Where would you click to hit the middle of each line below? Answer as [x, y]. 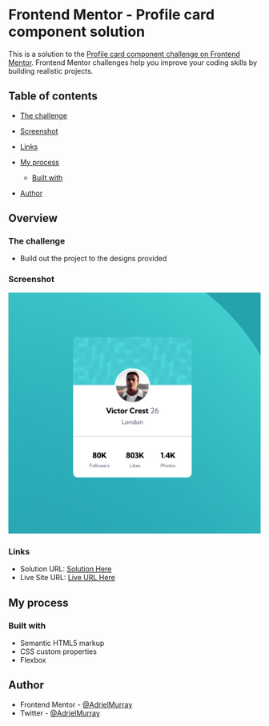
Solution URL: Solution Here [66, 569]
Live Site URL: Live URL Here [68, 578]
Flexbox [33, 660]
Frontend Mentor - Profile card [111, 15]
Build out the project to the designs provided [93, 259]
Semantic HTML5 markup [62, 643]
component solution [77, 32]
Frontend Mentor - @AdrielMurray [76, 704]
